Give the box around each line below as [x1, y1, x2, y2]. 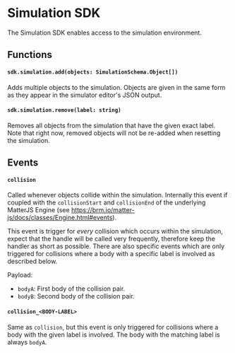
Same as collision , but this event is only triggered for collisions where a [7, 323, 219, 331]
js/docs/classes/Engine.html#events [7, 214, 113, 222]
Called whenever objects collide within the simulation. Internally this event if [7, 191, 228, 199]
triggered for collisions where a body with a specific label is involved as [7, 250, 215, 258]
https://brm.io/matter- [71, 206, 135, 214]
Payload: [7, 271, 33, 279]
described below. [7, 257, 58, 266]
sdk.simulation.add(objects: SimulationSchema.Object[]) [7, 69, 179, 76]
